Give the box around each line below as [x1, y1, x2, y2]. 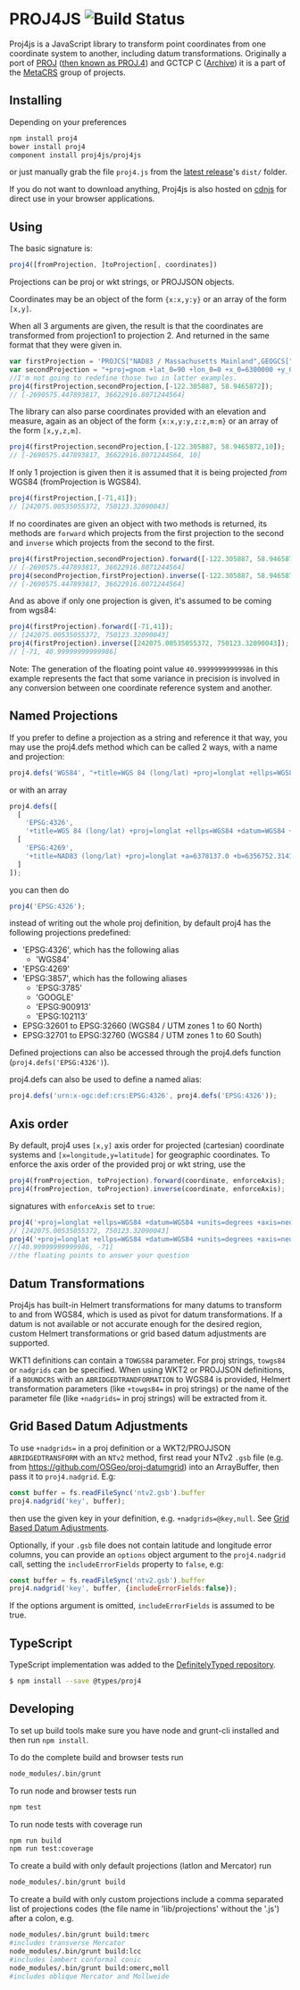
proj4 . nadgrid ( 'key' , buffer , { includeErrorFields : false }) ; [9, 1584, 238, 1593]
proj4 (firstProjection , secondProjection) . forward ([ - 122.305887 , [9, 554, 254, 563]
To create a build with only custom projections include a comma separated [9, 1894, 284, 1905]
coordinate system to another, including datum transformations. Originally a [9, 47, 287, 58]
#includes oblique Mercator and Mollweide [9, 1971, 170, 1981]
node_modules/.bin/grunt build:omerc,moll [9, 1963, 170, 1972]
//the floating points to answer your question [9, 1251, 190, 1260]
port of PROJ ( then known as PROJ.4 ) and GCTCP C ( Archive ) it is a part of [9, 57, 286, 68]
